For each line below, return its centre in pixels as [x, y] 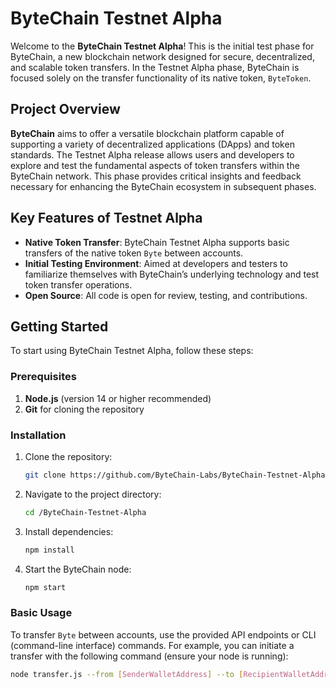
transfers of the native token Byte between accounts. [134, 253]
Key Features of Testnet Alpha [106, 218]
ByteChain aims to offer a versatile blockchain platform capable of [147, 133]
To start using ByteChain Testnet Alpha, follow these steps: [132, 351]
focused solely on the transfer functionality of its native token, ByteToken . [161, 78]
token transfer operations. [78, 284]
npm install [49, 550]
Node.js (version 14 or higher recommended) [118, 398]
